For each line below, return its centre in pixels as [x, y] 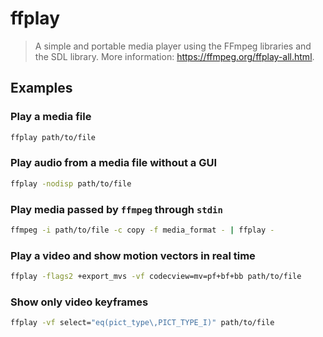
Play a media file [51, 117]
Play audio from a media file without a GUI [114, 163]
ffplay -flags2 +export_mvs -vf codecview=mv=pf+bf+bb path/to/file [156, 277]
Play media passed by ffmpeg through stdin [116, 209]
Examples [41, 88]
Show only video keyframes [79, 302]
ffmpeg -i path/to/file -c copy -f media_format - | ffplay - [142, 230]
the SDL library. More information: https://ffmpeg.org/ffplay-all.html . [174, 56]
